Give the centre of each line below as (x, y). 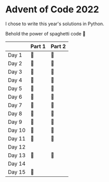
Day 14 (17, 163)
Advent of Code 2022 (52, 10)
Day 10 (17, 130)
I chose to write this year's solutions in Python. (55, 24)
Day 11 (17, 138)
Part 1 (38, 46)
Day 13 (17, 155)
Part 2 (58, 46)
